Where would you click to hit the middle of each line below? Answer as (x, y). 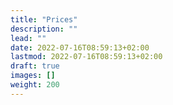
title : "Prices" (44, 19)
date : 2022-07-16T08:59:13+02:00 (80, 47)
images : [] (33, 76)
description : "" (44, 29)
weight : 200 (35, 85)
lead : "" (28, 38)
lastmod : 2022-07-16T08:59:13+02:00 (86, 57)
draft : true (35, 66)
